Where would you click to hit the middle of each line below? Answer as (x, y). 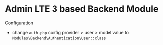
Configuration (19, 23)
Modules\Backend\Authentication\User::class (59, 38)
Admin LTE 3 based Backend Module (82, 9)
